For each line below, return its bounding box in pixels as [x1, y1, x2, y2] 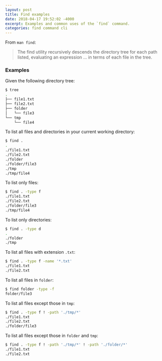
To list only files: [5, 180, 39, 186]
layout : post [5, 7, 32, 12]
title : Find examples [5, 12, 50, 17]
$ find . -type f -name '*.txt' [5, 259, 72, 264]
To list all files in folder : [5, 277, 54, 283]
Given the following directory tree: [5, 78, 75, 84]
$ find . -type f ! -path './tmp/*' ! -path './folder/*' [5, 342, 128, 348]
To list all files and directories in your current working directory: [5, 129, 135, 135]
